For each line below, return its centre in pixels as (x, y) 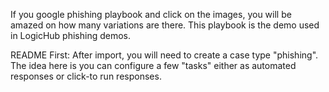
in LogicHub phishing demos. (70, 35)
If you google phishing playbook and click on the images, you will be (151, 14)
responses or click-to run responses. (86, 76)
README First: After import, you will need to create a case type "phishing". (164, 55)
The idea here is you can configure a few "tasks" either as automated (153, 65)
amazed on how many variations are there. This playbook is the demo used (165, 25)
